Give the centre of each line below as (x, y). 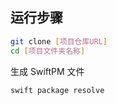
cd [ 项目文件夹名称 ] (48, 51)
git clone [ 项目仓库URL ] (59, 41)
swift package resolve (57, 90)
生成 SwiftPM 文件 (47, 71)
